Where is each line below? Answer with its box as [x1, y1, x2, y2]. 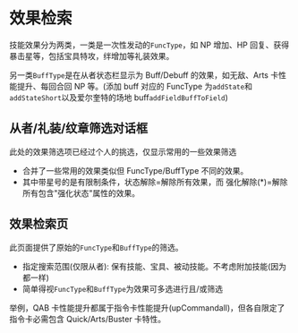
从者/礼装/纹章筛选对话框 [9, 121, 149, 136]
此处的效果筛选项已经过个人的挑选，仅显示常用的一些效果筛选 [9, 146, 237, 157]
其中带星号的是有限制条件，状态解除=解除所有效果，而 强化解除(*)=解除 [21, 176, 288, 187]
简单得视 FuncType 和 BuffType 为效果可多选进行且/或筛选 [21, 283, 224, 294]
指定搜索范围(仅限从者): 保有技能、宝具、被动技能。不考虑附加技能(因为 [21, 260, 287, 271]
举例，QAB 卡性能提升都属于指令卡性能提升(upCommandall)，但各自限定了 [9, 302, 285, 313]
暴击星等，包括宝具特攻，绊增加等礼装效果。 [9, 50, 175, 61]
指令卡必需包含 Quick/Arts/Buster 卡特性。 [9, 313, 166, 324]
